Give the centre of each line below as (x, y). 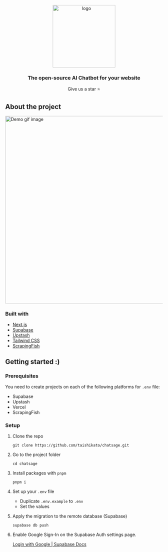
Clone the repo (28, 436)
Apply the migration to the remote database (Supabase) (70, 516)
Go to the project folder (36, 454)
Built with (17, 314)
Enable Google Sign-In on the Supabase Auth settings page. (74, 534)
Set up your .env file (33, 491)
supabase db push (30, 525)
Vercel (19, 407)
